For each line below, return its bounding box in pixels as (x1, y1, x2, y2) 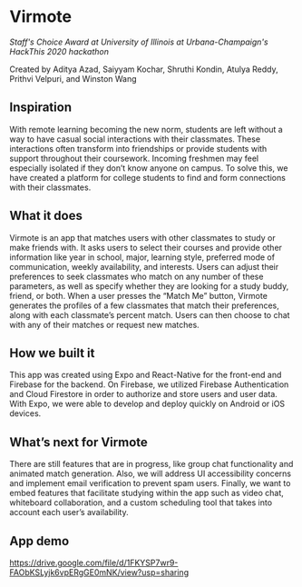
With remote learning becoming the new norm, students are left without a (9, 124, 283, 134)
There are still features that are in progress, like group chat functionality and (9, 459, 294, 470)
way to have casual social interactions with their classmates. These (9, 134, 261, 144)
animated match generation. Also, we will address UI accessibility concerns (9, 468, 292, 479)
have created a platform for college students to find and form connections (9, 172, 286, 183)
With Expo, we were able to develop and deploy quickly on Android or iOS (9, 398, 286, 410)
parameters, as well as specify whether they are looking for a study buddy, (9, 280, 289, 292)
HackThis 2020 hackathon (9, 45, 110, 56)
